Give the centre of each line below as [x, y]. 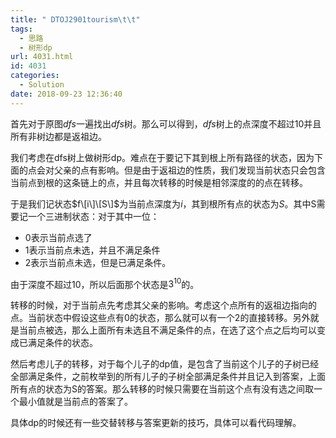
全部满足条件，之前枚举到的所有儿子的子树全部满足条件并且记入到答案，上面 [168, 377]
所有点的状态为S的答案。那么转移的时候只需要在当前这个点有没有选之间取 [162, 389]
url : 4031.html [42, 57]
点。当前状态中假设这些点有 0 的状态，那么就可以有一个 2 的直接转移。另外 [160, 318]
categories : [35, 76]
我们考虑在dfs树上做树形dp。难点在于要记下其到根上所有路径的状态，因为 [162, 157]
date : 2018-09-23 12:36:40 [66, 94]
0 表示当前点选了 [58, 237]
